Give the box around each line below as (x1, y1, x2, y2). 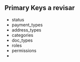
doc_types (11, 37, 33, 43)
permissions (11, 47, 37, 53)
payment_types (11, 22, 43, 28)
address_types (11, 27, 42, 33)
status (11, 16, 24, 22)
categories (11, 32, 34, 38)
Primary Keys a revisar (4, 4, 75, 12)
